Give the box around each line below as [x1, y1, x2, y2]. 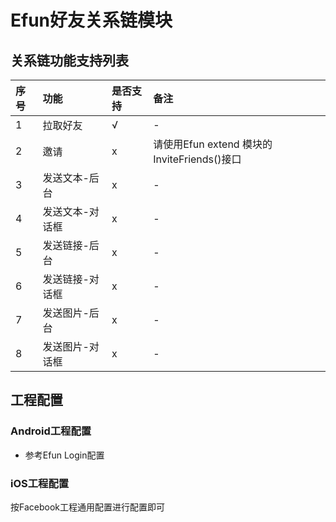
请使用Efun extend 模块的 [153, 137, 273, 151]
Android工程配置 [10, 424, 92, 438]
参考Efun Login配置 [24, 449, 105, 461]
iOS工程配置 [10, 476, 70, 490]
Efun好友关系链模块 [10, 9, 173, 32]
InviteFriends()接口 [153, 152, 242, 166]
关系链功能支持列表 [10, 52, 129, 69]
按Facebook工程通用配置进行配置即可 [10, 501, 165, 513]
